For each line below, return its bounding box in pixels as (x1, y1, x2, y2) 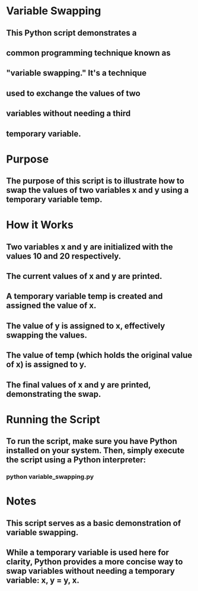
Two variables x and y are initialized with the (6, 242, 173, 252)
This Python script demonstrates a (6, 28, 137, 38)
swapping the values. (6, 330, 88, 340)
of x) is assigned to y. (6, 360, 87, 370)
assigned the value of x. (6, 301, 97, 311)
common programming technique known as (6, 47, 171, 58)
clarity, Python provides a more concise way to (6, 557, 183, 567)
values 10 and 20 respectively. (6, 251, 122, 261)
